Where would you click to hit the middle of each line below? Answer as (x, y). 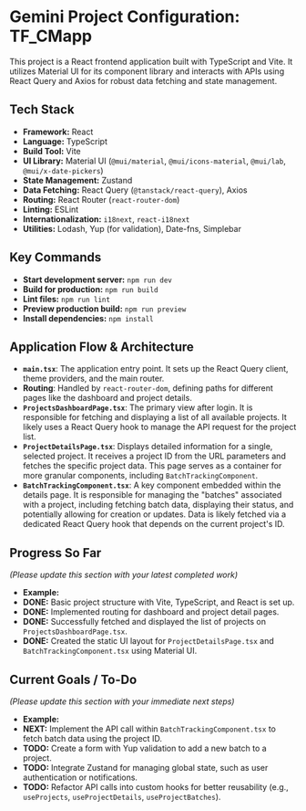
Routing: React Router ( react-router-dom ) (101, 199)
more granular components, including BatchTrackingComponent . (140, 476)
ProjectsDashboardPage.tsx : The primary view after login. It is (138, 407)
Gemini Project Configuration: (125, 17)
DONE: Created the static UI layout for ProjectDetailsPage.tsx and (148, 641)
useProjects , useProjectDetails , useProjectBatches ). (122, 797)
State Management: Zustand (77, 180)
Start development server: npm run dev (97, 279)
